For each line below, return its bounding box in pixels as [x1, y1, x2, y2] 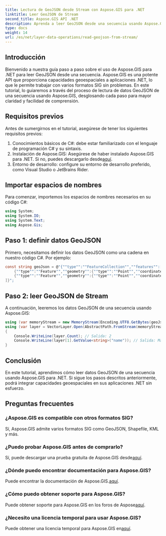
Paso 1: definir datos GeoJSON [5, 236, 101, 245]
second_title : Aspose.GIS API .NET [5, 16, 79, 21]
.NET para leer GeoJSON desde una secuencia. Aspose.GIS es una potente [5, 71, 158, 77]
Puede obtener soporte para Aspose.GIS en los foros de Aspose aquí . [5, 502, 146, 508]
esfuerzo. [5, 386, 25, 391]
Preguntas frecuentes [5, 399, 74, 408]
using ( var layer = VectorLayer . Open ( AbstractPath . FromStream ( [5, 324, 138, 329]
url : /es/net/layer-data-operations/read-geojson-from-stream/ [5, 35, 138, 40]
